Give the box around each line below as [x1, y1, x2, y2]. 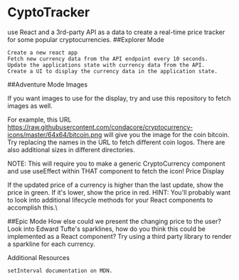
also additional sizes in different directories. [7, 145, 135, 154]
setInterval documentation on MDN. [7, 267, 113, 274]
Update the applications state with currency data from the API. [7, 61, 205, 68]
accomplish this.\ [7, 203, 58, 212]
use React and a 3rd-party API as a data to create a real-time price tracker [7, 28, 225, 36]
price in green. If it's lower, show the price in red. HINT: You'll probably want [7, 188, 231, 196]
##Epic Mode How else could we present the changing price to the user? [7, 217, 222, 225]
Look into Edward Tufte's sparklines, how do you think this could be [7, 225, 206, 233]
